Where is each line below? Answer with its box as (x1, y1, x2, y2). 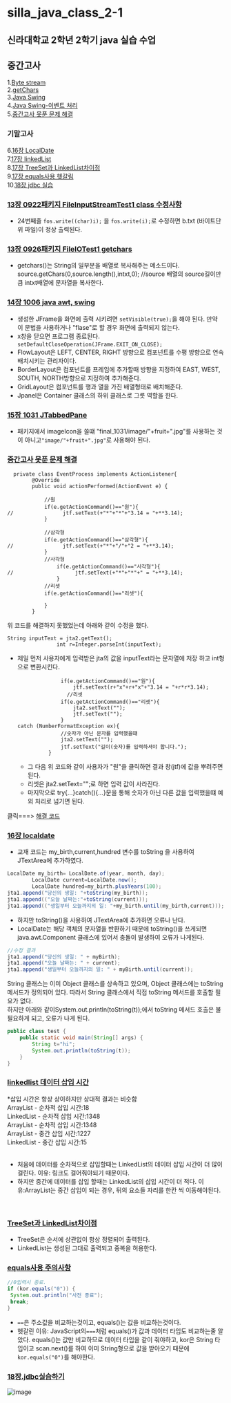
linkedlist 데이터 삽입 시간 (7, 1077, 90, 1087)
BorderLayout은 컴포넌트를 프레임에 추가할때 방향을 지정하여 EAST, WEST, (17, 365, 221, 373)
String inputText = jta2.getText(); (7, 635, 112, 642)
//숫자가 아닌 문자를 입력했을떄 (61, 730, 138, 737)
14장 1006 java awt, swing (7, 297, 95, 307)
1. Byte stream (7, 78, 46, 87)
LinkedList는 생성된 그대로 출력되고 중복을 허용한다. (17, 1244, 157, 1252)
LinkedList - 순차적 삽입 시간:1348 (7, 1112, 101, 1120)
